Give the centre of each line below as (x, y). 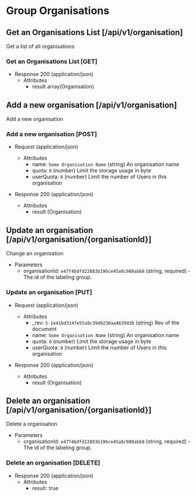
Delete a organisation (32, 424)
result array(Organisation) (63, 86)
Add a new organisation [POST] (52, 134)
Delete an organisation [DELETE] (53, 463)
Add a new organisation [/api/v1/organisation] (92, 105)
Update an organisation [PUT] (49, 292)
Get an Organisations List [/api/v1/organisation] (94, 32)
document (44, 329)
